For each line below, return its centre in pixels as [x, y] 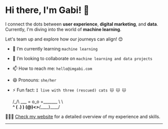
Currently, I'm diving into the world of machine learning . [63, 29]
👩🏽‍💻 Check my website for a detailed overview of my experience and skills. [83, 116]
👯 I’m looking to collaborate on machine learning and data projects [82, 58]
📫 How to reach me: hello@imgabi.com [52, 68]
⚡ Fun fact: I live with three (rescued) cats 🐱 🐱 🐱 [69, 90]
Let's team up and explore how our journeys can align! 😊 [64, 39]
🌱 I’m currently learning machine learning [55, 48]
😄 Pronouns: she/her [34, 80]
